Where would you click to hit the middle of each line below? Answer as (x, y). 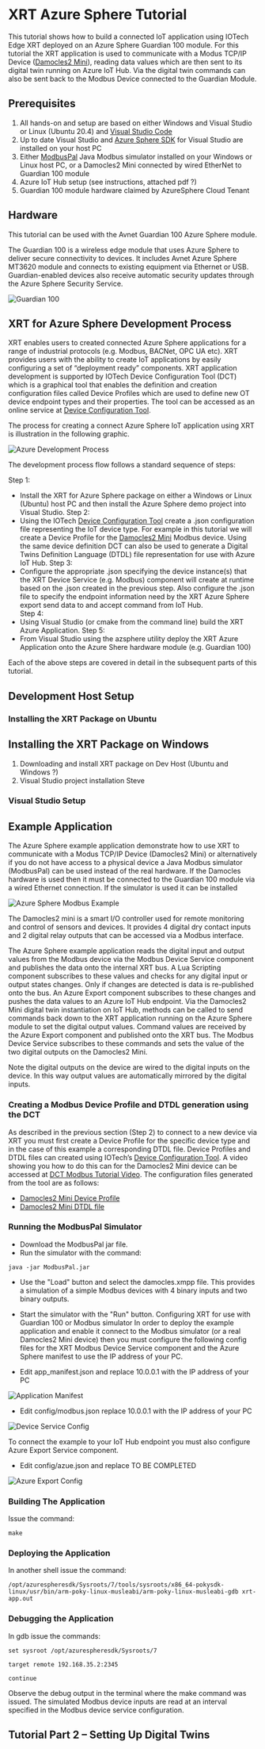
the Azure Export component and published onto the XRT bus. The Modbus (131, 1035)
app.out (21, 1599)
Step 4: (31, 613)
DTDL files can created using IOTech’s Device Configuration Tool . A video (128, 1157)
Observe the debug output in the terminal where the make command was (127, 1693)
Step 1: (19, 480)
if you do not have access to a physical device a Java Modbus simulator (125, 863)
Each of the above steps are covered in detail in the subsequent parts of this (132, 663)
